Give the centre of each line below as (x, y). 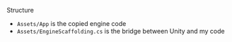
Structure (21, 10)
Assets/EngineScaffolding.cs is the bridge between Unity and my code (121, 31)
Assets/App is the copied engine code (71, 23)
